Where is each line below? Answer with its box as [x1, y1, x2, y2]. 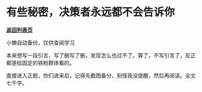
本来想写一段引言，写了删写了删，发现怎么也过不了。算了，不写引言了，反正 [6, 51, 196, 59]
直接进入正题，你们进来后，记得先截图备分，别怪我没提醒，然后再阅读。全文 [6, 72, 196, 79]
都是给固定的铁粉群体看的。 [6, 59, 75, 66]
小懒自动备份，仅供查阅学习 [6, 39, 75, 46]
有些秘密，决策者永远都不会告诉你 [6, 5, 176, 19]
